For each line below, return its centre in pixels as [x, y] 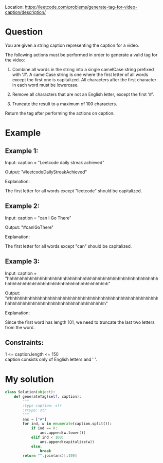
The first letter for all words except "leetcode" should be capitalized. [73, 191]
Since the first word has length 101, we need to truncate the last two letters [80, 322]
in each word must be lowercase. [45, 85]
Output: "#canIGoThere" [29, 227]
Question [24, 32]
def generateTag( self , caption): [48, 397]
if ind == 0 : [44, 428]
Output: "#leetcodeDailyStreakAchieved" [46, 172]
